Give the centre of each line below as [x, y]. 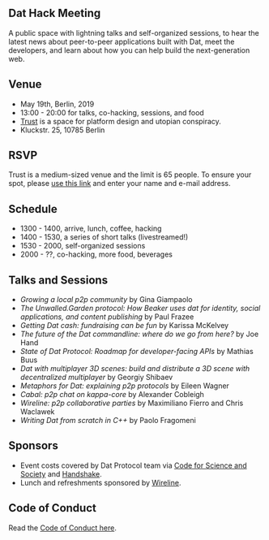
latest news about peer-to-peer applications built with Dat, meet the [122, 41]
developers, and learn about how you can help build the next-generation [129, 50]
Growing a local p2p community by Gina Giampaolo [106, 300]
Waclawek [37, 412]
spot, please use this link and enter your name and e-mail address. [120, 184]
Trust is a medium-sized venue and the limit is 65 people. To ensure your [130, 175]
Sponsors [33, 446]
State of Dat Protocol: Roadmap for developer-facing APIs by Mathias [137, 352]
